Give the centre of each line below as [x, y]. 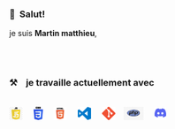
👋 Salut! [27, 14]
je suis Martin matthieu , [53, 34]
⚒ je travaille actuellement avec [82, 83]
